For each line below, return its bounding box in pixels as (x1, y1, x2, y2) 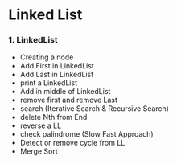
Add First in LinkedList (19, 61, 94, 71)
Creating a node (19, 52, 74, 62)
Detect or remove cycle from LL (19, 138, 126, 148)
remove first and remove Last (19, 95, 118, 105)
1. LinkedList (8, 35, 58, 46)
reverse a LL (19, 121, 62, 130)
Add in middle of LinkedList (19, 87, 111, 96)
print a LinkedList (19, 78, 78, 88)
